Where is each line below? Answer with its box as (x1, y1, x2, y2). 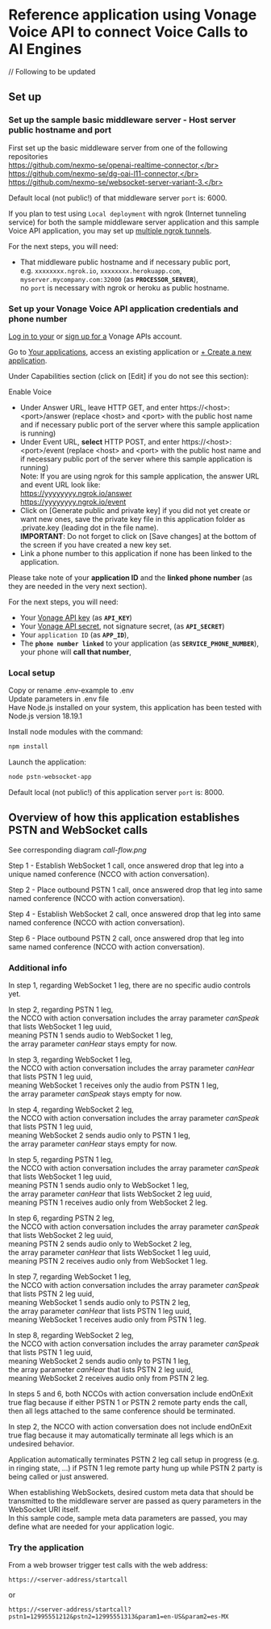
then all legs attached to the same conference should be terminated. (8, 1406, 236, 1416)
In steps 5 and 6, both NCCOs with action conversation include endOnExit (8, 1389, 254, 1399)
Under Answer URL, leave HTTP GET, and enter (19, 402, 179, 412)
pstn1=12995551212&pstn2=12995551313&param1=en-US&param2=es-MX (8, 1613, 229, 1621)
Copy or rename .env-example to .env (8, 685, 135, 696)
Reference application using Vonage (8, 6, 257, 24)
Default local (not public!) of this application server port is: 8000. (8, 787, 224, 797)
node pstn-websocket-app (8, 773, 92, 781)
